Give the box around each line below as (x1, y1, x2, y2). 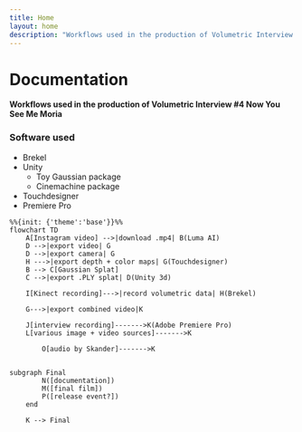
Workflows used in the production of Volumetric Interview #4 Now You (9, 99, 280, 110)
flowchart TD (9, 226, 59, 235)
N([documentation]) (42, 376, 116, 385)
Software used (9, 131, 75, 144)
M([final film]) (42, 384, 103, 393)
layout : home (9, 22, 59, 31)
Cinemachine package (35, 180, 120, 191)
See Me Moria (9, 109, 63, 120)
